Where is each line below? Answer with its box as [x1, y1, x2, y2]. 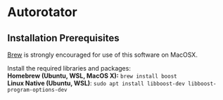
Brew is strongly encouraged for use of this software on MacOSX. [7, 50, 198, 59]
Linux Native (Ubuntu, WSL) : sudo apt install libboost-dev [7, 79, 185, 87]
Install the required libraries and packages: [7, 64, 132, 72]
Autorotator [7, 4, 77, 20]
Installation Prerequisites [7, 32, 120, 44]
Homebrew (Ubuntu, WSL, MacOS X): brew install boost [7, 71, 177, 80]
